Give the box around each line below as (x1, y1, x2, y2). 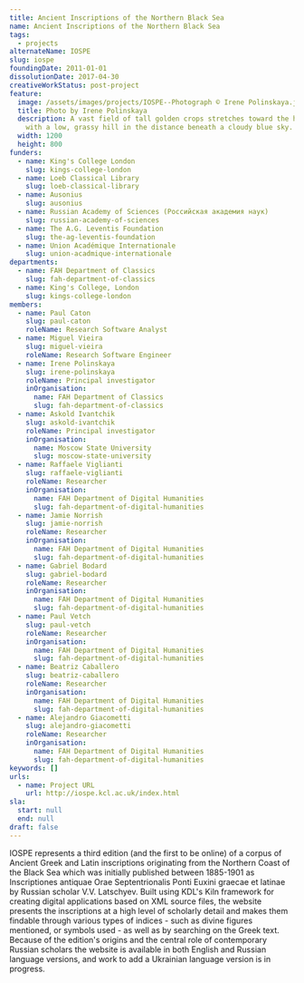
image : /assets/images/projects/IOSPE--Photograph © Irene (17, 97, 245, 107)
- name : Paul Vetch (17, 612, 91, 621)
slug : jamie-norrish (25, 519, 103, 529)
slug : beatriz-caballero (25, 671, 119, 680)
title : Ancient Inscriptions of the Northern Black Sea (9, 13, 224, 23)
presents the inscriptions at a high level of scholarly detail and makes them (9, 905, 289, 916)
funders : (9, 148, 43, 157)
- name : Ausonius (17, 190, 83, 200)
